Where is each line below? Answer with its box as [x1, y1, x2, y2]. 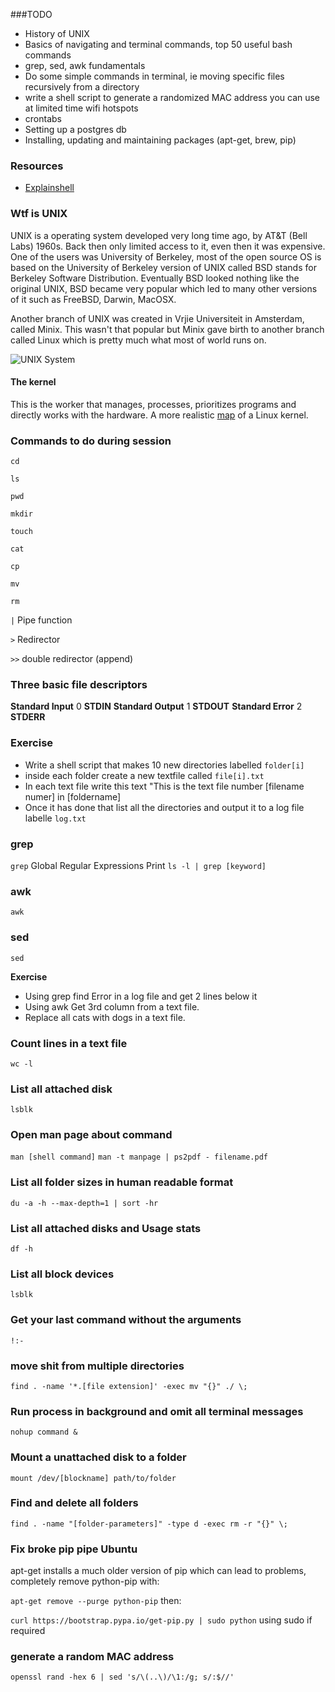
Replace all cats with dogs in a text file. [24, 1011, 186, 1023]
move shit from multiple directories [10, 1359, 185, 1373]
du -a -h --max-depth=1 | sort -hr [10, 1198, 159, 1208]
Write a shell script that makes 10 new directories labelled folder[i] [24, 759, 305, 771]
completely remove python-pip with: [10, 1575, 160, 1588]
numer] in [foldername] [24, 790, 122, 803]
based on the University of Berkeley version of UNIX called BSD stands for [10, 261, 317, 273]
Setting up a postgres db [24, 124, 127, 135]
